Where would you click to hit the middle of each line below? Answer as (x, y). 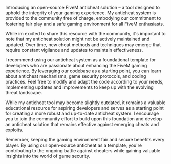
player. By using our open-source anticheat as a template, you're (74, 145)
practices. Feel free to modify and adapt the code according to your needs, (84, 82)
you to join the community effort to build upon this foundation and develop (84, 119)
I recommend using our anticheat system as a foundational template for (81, 60)
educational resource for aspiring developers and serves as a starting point (84, 108)
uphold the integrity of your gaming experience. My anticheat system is (81, 13)
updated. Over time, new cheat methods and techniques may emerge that (83, 45)
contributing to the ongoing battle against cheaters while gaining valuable (83, 150)
